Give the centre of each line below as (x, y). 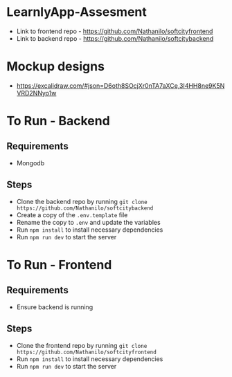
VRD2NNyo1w (36, 93)
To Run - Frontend (59, 265)
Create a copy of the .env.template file (72, 214)
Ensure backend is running (55, 307)
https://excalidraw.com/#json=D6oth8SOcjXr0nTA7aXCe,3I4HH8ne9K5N (121, 85)
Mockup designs (56, 67)
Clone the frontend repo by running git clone (82, 345)
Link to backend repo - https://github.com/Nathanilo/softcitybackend (115, 38)
